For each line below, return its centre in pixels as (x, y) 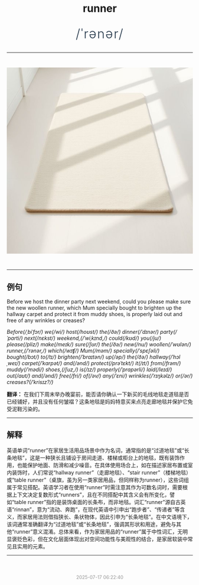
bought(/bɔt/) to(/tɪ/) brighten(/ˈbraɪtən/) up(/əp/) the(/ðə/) (77, 357)
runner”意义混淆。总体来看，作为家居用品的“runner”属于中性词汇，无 (99, 531)
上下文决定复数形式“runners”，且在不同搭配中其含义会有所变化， (91, 495)
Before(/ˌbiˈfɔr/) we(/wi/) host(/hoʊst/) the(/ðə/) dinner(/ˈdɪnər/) (83, 332)
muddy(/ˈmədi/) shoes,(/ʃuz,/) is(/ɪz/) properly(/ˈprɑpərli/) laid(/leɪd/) (89, 369)
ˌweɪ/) (14, 363)
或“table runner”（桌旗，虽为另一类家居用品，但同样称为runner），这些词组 (98, 480)
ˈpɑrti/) (15, 338)
